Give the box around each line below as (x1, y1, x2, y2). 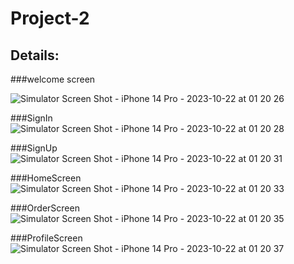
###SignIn (10, 112, 53, 124)
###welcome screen (10, 73, 96, 85)
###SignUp (10, 142, 58, 154)
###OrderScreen (10, 202, 80, 214)
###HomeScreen (10, 172, 82, 184)
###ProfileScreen (10, 232, 83, 244)
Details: (10, 47, 60, 64)
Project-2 (10, 7, 90, 30)
